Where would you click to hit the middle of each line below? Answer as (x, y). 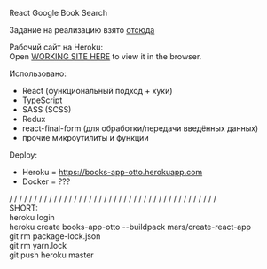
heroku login (32, 217)
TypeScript (42, 100)
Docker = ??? (46, 181)
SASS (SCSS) (47, 109)
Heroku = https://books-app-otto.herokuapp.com (112, 172)
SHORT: (24, 208)
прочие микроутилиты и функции (85, 138)
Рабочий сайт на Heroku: (56, 47)
